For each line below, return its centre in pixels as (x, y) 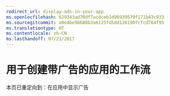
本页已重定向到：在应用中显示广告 (47, 87)
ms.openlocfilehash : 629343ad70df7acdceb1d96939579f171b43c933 (85, 17)
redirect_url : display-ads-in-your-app (55, 11)
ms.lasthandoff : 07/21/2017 (41, 39)
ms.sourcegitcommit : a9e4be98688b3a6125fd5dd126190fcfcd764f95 (85, 22)
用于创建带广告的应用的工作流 (79, 70)
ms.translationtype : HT (35, 28)
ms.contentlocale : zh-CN (36, 34)
